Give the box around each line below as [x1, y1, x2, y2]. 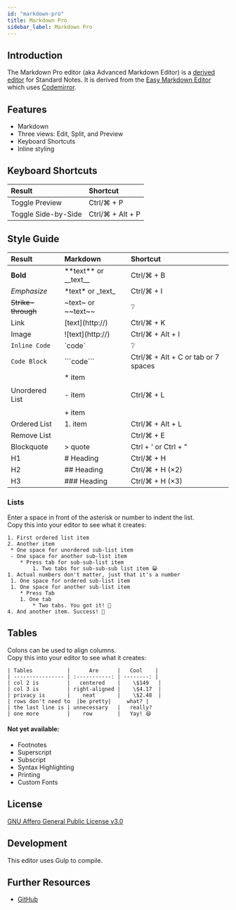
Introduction [7, 49, 63, 61]
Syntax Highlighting [17, 763, 75, 771]
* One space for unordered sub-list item [10, 546, 133, 553]
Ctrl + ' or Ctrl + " [131, 441, 188, 451]
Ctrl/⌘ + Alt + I [131, 329, 181, 339]
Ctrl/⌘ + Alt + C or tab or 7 [131, 352, 220, 362]
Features [7, 103, 47, 115]
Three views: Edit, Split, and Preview [17, 129, 124, 138]
